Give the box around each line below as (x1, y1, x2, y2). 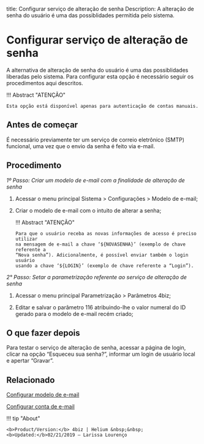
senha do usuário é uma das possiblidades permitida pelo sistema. (6, 12, 175, 19)
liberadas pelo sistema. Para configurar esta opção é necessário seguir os (6, 73, 194, 80)
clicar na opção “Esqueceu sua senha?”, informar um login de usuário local (6, 350, 195, 358)
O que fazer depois (6, 328, 81, 338)
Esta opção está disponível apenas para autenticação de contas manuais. (6, 103, 199, 109)
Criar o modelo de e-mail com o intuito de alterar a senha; (15, 206, 162, 214)
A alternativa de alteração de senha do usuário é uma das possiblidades (6, 66, 189, 73)
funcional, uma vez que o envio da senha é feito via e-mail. (6, 142, 155, 149)
